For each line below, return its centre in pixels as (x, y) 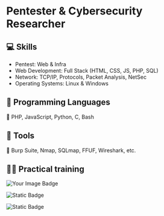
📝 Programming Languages (58, 103)
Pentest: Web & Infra (40, 64)
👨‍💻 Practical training (45, 169)
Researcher (36, 24)
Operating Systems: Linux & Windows (62, 83)
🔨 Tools (20, 136)
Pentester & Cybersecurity (74, 11)
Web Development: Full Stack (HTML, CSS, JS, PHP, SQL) (87, 71)
